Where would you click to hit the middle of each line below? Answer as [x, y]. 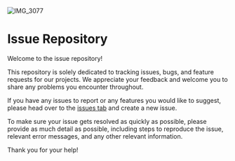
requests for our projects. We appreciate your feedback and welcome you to [117, 79]
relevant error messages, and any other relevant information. [95, 136]
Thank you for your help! [43, 150]
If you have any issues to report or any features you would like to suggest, [114, 100]
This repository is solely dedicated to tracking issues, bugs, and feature [110, 72]
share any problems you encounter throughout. [75, 87]
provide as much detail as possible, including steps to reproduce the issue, [115, 129]
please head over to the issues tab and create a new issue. [92, 108]
